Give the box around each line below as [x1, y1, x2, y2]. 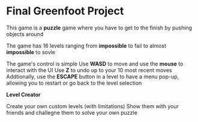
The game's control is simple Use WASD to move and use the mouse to [6, 60, 184, 67]
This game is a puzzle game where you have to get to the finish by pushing [6, 24, 193, 31]
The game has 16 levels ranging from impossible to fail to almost [6, 42, 167, 49]
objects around [6, 30, 44, 37]
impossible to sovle [6, 48, 56, 55]
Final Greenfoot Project [6, 4, 124, 18]
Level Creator [6, 91, 41, 98]
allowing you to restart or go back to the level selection [6, 79, 142, 87]
